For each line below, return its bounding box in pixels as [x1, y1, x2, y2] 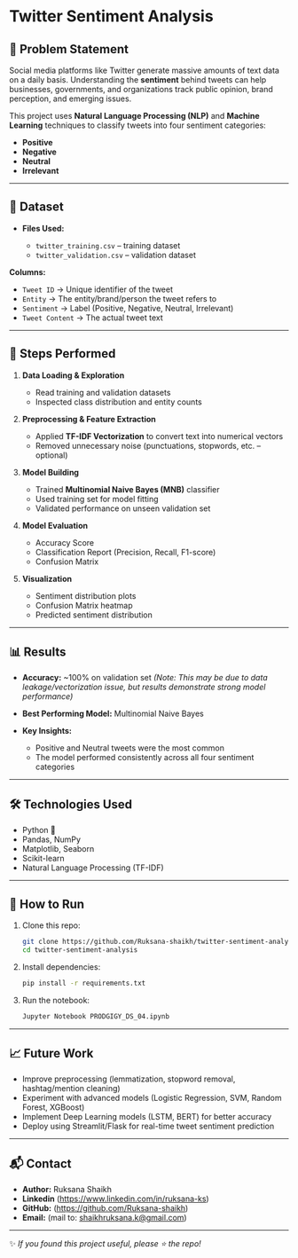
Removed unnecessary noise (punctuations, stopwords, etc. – [35, 440, 262, 451]
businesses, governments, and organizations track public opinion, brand [9, 84, 273, 94]
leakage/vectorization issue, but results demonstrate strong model [21, 681, 266, 693]
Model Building [21, 467, 80, 477]
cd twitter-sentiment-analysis [21, 945, 138, 955]
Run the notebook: [21, 995, 90, 1005]
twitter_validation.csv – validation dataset [35, 249, 197, 260]
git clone [21, 938, 59, 947]
